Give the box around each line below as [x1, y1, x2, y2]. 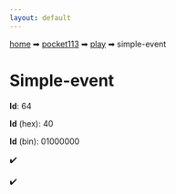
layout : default [9, 13, 71, 23]
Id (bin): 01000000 [9, 136, 80, 147]
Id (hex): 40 [9, 117, 54, 128]
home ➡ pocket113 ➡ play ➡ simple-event [9, 38, 167, 49]
